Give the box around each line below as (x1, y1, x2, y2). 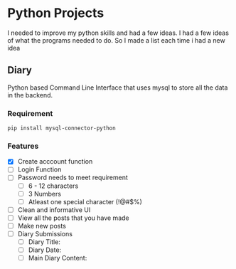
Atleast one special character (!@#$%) (28, 197, 142, 206)
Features (7, 141, 39, 151)
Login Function (17, 165, 62, 174)
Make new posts (17, 221, 66, 230)
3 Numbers (28, 189, 62, 198)
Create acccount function (17, 157, 93, 166)
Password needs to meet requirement (17, 173, 128, 182)
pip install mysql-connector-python (7, 125, 116, 132)
